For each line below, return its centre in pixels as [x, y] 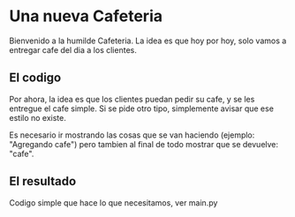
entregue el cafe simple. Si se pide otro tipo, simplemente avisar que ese [141, 108]
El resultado [43, 181]
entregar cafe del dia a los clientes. [73, 49]
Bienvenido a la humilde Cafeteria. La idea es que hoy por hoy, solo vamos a [148, 41]
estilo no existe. [38, 117]
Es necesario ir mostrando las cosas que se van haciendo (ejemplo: [132, 135]
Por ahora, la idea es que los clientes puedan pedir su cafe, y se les [132, 99]
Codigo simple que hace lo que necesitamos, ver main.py [113, 202]
